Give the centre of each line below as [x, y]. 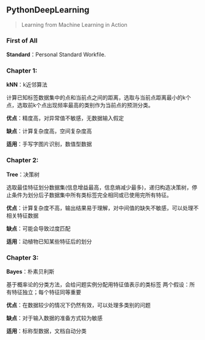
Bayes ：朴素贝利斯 [31, 271]
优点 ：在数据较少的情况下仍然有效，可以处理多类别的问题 [78, 305]
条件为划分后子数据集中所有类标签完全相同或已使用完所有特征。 [92, 195]
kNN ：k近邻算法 [27, 85]
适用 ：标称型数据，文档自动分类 [46, 331]
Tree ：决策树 [23, 174]
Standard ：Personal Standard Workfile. [56, 55]
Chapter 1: [22, 71]
